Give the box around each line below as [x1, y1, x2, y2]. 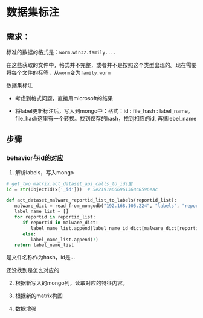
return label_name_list [14, 242, 74, 248]
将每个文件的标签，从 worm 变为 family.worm [6, 69, 111, 76]
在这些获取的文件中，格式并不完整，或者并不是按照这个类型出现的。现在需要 [6, 62, 197, 68]
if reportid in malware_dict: [22, 220, 98, 226]
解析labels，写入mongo [14, 168, 74, 176]
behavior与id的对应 [6, 154, 63, 162]
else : [22, 231, 36, 237]
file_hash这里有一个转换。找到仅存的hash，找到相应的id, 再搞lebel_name [14, 115, 197, 122]
